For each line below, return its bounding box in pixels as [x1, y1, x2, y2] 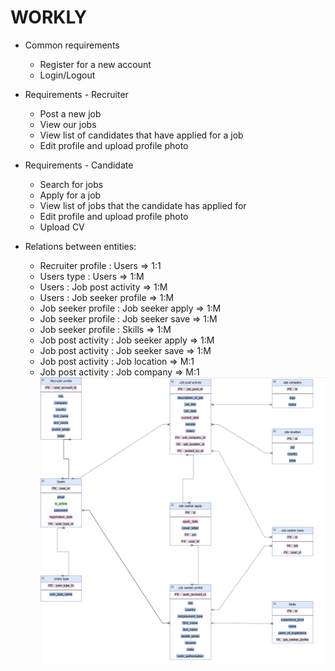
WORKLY [10, 6, 88, 29]
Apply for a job [39, 189, 102, 201]
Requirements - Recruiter [24, 88, 129, 100]
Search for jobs [39, 178, 104, 190]
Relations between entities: [24, 240, 137, 252]
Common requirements [24, 39, 120, 51]
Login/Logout [39, 69, 96, 81]
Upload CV [39, 221, 85, 233]
